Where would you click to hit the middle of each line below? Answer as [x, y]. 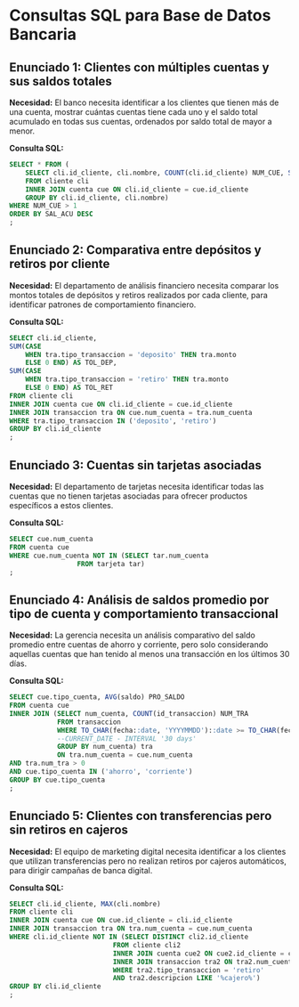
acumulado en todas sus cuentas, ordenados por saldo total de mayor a [141, 122]
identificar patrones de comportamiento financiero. [103, 305]
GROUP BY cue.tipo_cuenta [57, 780]
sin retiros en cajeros [69, 830]
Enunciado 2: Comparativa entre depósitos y [135, 250]
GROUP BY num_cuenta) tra [105, 747]
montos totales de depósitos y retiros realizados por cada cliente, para [139, 295]
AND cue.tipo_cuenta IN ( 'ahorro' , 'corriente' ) [101, 772]
